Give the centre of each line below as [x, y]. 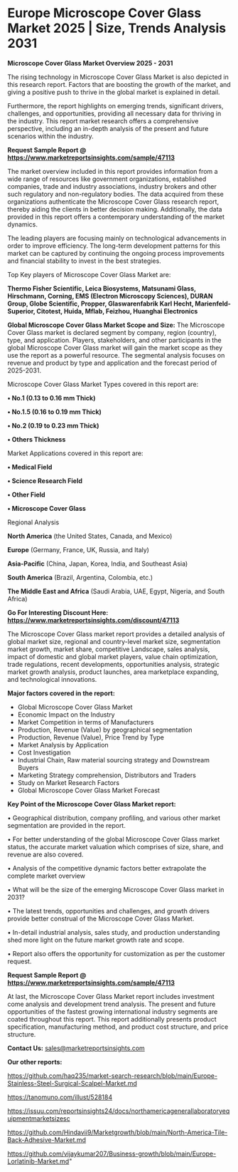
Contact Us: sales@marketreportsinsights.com [76, 1048]
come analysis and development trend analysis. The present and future [112, 1004]
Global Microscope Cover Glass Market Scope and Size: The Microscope [116, 325]
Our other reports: [35, 1062]
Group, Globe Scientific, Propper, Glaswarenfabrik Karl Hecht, [101, 304]
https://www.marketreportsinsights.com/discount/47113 [93, 620]
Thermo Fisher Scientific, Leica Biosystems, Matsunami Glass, [102, 288]
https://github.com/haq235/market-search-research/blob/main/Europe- [113, 1075]
